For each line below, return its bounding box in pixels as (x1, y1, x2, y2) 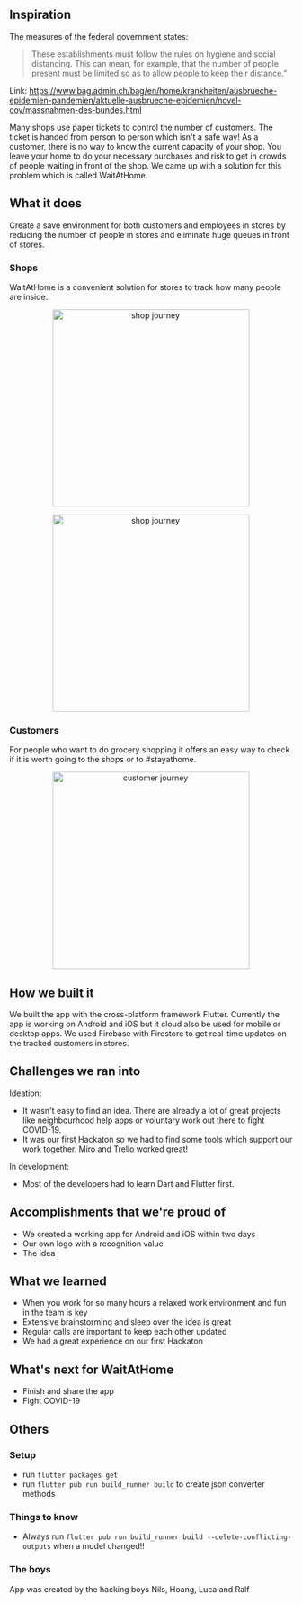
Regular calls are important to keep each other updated (22, 1326, 227, 1337)
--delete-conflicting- (206, 1533, 292, 1542)
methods (22, 1488, 56, 1499)
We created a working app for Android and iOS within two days (22, 1228, 256, 1239)
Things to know (9, 1510, 79, 1523)
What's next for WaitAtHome (9, 1362, 174, 1377)
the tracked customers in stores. (9, 1038, 129, 1049)
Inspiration (9, 7, 72, 23)
